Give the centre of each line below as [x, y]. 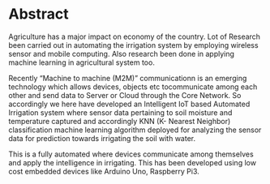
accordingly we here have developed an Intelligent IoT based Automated [129, 104]
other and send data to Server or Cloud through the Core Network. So [125, 95]
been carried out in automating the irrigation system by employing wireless [133, 45]
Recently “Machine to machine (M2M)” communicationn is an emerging [128, 78]
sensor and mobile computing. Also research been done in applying [122, 53]
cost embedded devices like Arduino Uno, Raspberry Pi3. [104, 171]
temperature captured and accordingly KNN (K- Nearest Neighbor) [120, 121]
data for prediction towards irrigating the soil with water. [102, 138]
